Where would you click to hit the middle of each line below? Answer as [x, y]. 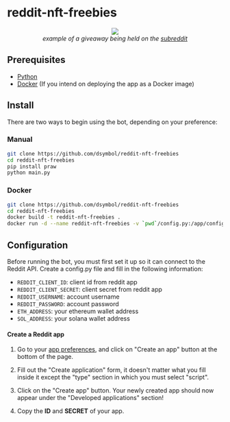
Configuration [38, 245]
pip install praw [32, 166]
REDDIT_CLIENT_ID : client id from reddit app [77, 282]
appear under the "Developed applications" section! [90, 398]
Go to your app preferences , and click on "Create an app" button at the [117, 349]
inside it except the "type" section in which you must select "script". [113, 377]
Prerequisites [36, 60]
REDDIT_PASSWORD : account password [68, 303]
